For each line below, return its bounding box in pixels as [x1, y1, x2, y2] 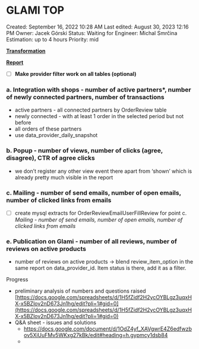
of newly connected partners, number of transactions [6, 93, 165, 101]
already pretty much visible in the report [14, 173, 113, 181]
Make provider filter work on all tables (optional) [14, 70, 137, 77]
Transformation [6, 47, 46, 54]
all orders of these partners [14, 125, 82, 132]
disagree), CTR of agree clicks [6, 154, 95, 162]
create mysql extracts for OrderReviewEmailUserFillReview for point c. [14, 209, 187, 217]
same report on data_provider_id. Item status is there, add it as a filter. [14, 265, 187, 272]
